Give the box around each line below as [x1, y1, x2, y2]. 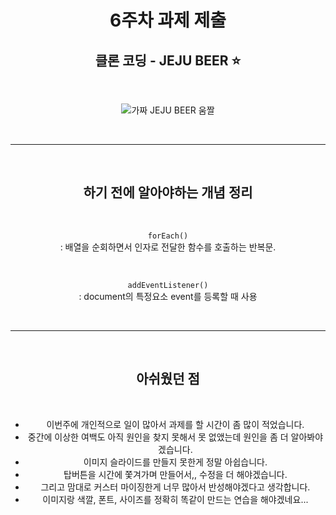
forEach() [147, 231, 189, 241]
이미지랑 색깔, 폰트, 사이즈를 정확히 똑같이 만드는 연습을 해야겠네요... [42, 493, 309, 505]
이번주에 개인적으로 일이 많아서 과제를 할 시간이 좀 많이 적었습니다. [46, 418, 305, 430]
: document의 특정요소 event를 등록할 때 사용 [78, 290, 258, 302]
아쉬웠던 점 [136, 371, 200, 388]
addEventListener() [127, 280, 209, 290]
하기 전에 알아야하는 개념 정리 [83, 184, 253, 201]
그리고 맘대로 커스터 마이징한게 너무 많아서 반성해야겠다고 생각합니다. [40, 481, 311, 493]
